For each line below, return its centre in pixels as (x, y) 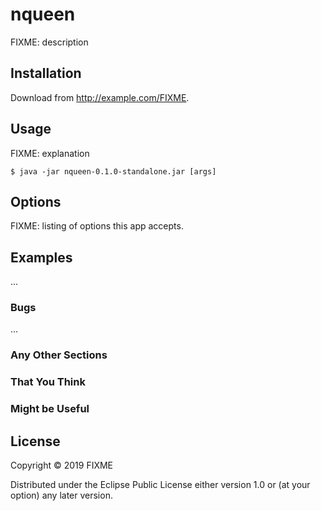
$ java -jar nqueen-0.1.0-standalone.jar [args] (113, 171)
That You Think (48, 382)
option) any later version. (61, 495)
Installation (46, 73)
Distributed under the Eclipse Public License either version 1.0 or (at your (160, 485)
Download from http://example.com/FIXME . (100, 97)
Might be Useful (50, 409)
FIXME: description (49, 42)
